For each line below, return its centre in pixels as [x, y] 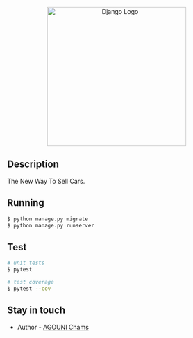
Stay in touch [36, 311]
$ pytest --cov [29, 289]
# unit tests [26, 263]
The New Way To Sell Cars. [46, 181]
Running [26, 203]
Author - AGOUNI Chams [53, 327]
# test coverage [31, 282]
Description [33, 164]
